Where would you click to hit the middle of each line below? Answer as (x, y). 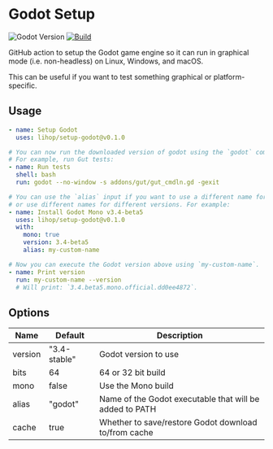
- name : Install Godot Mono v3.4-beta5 (76, 212)
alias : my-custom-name (61, 250)
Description (180, 336)
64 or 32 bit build (132, 373)
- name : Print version (47, 272)
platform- (229, 76)
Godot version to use (139, 355)
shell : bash (36, 175)
